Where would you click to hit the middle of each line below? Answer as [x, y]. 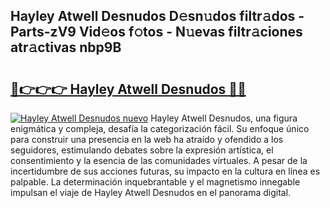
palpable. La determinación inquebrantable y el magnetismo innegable [155, 182]
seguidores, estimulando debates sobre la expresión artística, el [142, 150]
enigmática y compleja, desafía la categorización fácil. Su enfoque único [160, 128]
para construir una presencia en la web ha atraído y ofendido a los [147, 139]
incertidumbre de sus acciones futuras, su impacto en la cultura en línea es [165, 171]
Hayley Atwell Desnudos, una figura [224, 118]
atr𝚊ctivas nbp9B [66, 47]
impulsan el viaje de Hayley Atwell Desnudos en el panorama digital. [151, 192]
